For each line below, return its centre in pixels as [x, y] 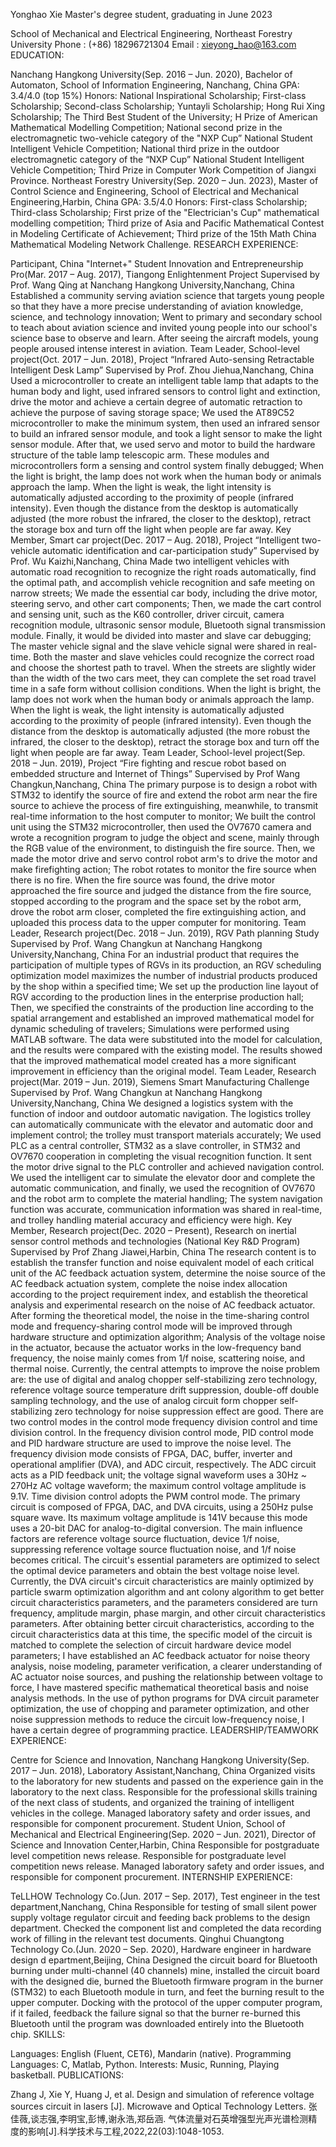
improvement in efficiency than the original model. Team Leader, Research [163, 1071]
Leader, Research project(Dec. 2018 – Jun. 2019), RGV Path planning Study [165, 933]
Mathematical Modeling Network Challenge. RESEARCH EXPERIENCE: [154, 244]
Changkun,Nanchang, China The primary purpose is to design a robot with [164, 784]
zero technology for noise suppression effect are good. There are [189, 1411]
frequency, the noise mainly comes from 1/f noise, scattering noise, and [158, 1358]
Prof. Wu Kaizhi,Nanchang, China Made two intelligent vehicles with [150, 561]
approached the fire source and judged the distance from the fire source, [161, 890]
